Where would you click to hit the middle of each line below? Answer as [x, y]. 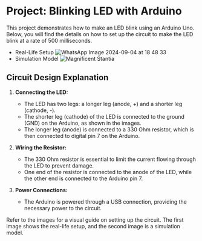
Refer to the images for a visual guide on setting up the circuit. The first [95, 220]
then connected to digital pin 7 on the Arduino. [82, 136]
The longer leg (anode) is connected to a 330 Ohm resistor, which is [109, 129]
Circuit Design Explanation [57, 77]
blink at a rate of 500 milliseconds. [49, 40]
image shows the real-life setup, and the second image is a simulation [93, 226]
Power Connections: [41, 190]
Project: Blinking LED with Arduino [94, 11]
